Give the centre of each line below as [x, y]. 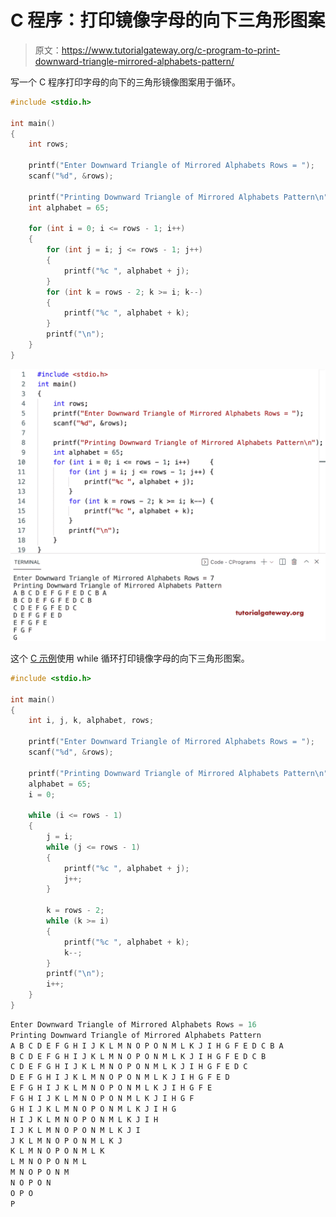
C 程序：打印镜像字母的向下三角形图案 [168, 20]
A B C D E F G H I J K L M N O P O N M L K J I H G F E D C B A [147, 1046]
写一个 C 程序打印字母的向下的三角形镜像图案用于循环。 [126, 82]
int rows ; [49, 144]
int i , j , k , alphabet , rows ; [91, 721]
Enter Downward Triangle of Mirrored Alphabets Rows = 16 [133, 1024]
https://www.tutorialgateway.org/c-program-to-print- [171, 50]
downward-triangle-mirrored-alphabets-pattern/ [134, 61]
